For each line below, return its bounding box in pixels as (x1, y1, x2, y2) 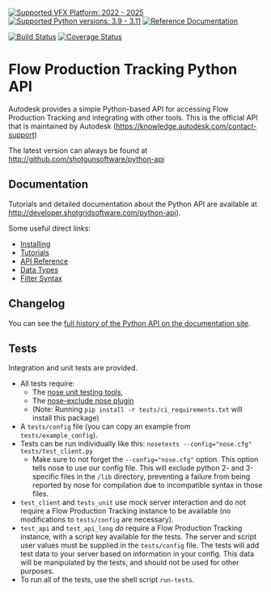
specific (32, 471, 59, 481)
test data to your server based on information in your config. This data (19, 549, 255, 559)
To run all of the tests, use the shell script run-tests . (19, 575, 195, 585)
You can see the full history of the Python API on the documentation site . (8, 318, 251, 328)
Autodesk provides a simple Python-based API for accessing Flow (8, 104, 229, 113)
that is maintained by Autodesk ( (8, 121, 116, 131)
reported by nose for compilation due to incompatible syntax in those (32, 480, 263, 490)
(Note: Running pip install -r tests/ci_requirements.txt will (32, 404, 243, 414)
